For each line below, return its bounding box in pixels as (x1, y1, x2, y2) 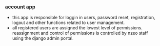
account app (5, 3, 36, 10)
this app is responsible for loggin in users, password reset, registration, (12, 15, 155, 21)
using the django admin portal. (12, 35, 74, 41)
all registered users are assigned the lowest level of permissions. (12, 25, 143, 31)
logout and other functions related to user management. (12, 20, 125, 25)
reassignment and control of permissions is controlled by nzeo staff (12, 30, 148, 36)
